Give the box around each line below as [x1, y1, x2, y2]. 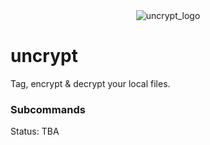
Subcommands [10, 102, 86, 116]
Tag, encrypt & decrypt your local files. [10, 77, 171, 89]
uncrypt [10, 45, 78, 68]
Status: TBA [10, 125, 60, 138]
